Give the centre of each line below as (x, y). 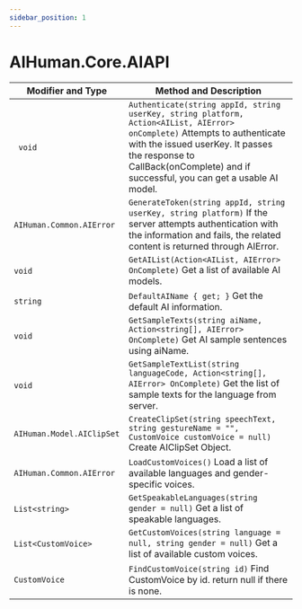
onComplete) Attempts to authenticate (207, 133)
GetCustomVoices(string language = (205, 532)
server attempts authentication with (204, 224)
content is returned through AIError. (204, 246)
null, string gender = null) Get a (204, 543)
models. (146, 281)
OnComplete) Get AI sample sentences (208, 340)
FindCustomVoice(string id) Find (199, 569)
